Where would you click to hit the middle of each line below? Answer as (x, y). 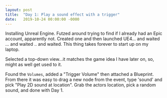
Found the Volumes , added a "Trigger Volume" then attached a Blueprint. (79, 74)
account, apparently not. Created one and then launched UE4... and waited (82, 39)
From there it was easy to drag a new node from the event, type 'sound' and (84, 80)
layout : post (19, 10)
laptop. (13, 50)
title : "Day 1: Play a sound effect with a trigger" (63, 15)
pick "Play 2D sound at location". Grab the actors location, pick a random (81, 85)
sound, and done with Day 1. (34, 90)
